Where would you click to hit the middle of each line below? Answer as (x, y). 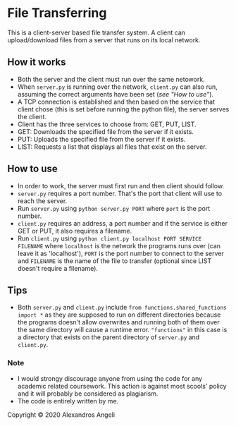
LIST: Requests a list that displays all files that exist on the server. (112, 147)
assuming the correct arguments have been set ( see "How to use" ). (115, 94)
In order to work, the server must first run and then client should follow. (120, 185)
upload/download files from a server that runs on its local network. (104, 39)
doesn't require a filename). (58, 268)
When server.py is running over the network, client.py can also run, (118, 87)
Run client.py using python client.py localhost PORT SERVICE (110, 238)
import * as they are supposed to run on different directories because (119, 315)
